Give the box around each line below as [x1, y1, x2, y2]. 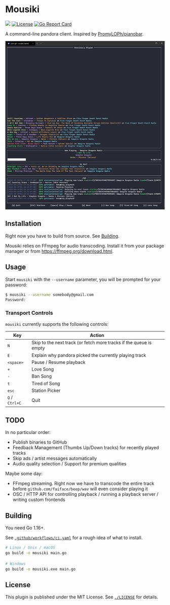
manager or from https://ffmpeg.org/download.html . [5, 248, 114, 254]
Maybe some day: [5, 470, 43, 477]
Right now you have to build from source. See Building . [5, 232, 120, 239]
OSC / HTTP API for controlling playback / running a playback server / [12, 491, 158, 497]
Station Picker [31, 387, 61, 393]
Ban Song [31, 373, 52, 379]
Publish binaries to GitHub [12, 439, 67, 445]
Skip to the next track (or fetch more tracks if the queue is [31, 340, 152, 346]
